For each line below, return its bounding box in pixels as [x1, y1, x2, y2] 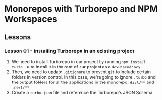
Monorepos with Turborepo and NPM [4, 3, 158, 15]
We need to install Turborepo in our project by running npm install [11, 58, 146, 64]
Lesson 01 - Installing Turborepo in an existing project [4, 48, 135, 54]
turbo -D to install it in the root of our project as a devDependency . [11, 64, 142, 69]
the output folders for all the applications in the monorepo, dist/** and [11, 79, 154, 85]
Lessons [4, 33, 31, 41]
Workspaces [4, 14, 57, 25]
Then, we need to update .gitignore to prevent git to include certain [11, 69, 151, 75]
